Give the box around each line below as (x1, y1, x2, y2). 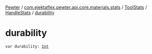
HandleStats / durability (5, 10, 55, 16)
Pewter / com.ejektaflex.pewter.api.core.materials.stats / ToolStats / (5, 5, 147, 10)
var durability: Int (5, 44, 49, 49)
